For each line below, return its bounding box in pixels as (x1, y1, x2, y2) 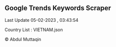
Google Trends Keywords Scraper (4, 4, 111, 12)
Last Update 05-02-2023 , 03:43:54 (4, 17, 79, 23)
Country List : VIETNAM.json (4, 27, 63, 33)
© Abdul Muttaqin (4, 36, 42, 42)
